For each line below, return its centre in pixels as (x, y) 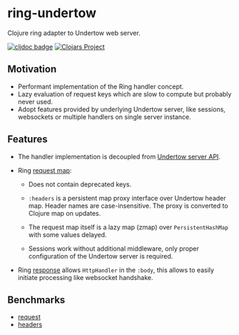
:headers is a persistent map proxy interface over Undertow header (127, 198)
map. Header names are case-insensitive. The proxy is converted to (128, 206)
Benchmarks (36, 300)
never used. (35, 101)
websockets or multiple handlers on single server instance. (104, 116)
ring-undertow (52, 13)
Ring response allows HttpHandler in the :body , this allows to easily (116, 270)
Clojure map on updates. (65, 213)
